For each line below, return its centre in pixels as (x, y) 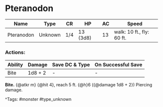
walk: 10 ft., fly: (131, 32)
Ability (15, 65)
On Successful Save (118, 65)
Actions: (15, 52)
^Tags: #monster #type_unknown (38, 99)
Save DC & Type (71, 65)
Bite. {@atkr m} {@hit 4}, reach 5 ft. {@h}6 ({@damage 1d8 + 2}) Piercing (79, 85)
